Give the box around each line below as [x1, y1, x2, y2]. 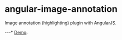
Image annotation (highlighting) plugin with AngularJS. [4, 20, 117, 26]
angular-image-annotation [4, 3, 118, 15]
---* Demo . [4, 29, 28, 35]
